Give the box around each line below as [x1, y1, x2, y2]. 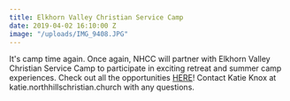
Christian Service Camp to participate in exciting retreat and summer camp [9, 63, 282, 74]
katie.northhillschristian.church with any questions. [9, 82, 195, 93]
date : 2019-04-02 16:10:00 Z [9, 21, 117, 30]
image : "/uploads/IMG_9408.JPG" [9, 29, 128, 38]
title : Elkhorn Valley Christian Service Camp [9, 12, 184, 22]
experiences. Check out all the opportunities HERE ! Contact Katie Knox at [9, 73, 277, 83]
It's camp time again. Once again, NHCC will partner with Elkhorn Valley [9, 54, 271, 65]
